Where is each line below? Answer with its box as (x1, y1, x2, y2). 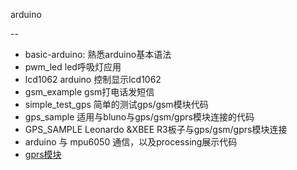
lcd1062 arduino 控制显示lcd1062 (24, 74, 162, 85)
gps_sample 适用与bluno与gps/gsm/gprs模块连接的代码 (24, 111, 255, 123)
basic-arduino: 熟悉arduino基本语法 (24, 49, 172, 60)
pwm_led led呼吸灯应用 (24, 61, 122, 73)
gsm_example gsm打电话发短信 (24, 86, 155, 98)
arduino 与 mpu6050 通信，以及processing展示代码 (24, 136, 238, 148)
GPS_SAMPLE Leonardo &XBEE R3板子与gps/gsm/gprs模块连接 (24, 124, 288, 135)
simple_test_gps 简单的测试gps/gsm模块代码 (24, 99, 209, 110)
